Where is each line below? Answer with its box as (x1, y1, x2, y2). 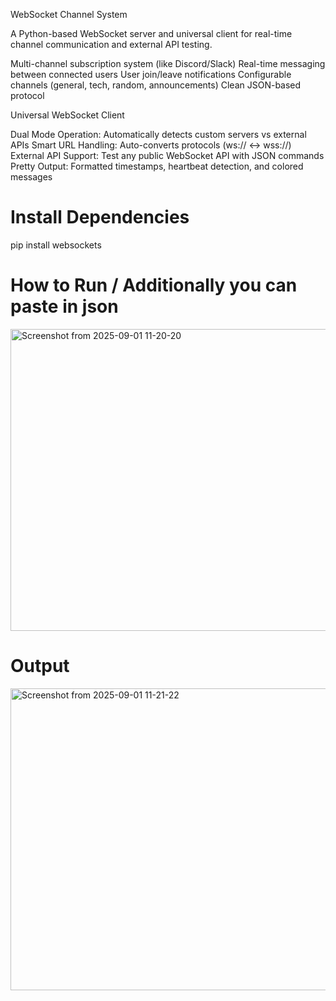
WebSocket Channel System (10, 9, 128, 20)
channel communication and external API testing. (10, 39, 213, 50)
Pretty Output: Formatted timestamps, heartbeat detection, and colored (10, 160, 304, 172)
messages (10, 171, 53, 183)
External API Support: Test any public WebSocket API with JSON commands (10, 150, 325, 161)
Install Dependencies (10, 206, 190, 229)
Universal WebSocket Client (10, 109, 125, 121)
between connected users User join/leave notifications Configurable (10, 69, 292, 80)
